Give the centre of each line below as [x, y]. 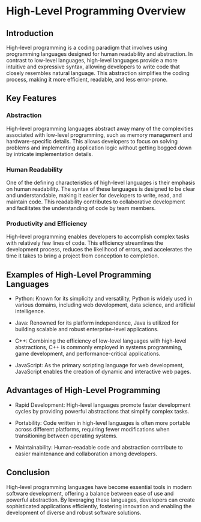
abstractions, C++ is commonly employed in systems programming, [99, 347]
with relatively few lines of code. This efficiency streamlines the [85, 243]
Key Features [31, 98]
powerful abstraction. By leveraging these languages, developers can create [100, 500]
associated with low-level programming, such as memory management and [99, 135]
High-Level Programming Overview [96, 11]
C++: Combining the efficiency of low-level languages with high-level [101, 341]
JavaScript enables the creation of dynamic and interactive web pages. [103, 372]
